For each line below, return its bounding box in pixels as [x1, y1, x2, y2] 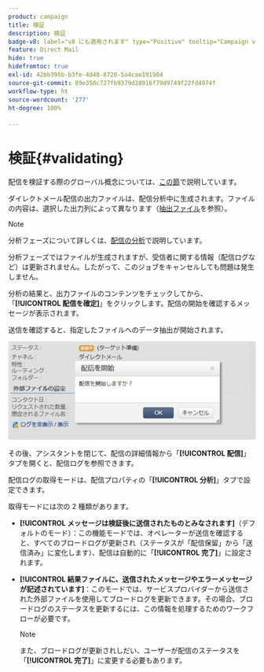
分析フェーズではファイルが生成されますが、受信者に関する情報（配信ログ [8, 253, 249, 262]
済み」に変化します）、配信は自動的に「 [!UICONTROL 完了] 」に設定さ [26, 548, 253, 557]
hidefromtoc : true [8, 63, 68, 71]
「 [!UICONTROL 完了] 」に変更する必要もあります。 [19, 655, 187, 665]
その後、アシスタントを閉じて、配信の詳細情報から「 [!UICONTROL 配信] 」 [8, 449, 251, 458]
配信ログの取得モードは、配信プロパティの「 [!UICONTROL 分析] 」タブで [8, 474, 244, 484]
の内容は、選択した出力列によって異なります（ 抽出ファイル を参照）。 [8, 204, 232, 213]
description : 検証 [8, 29, 66, 37]
